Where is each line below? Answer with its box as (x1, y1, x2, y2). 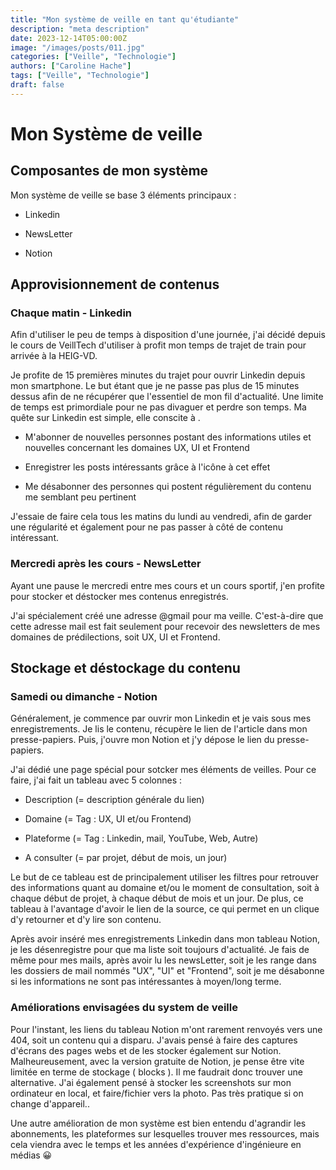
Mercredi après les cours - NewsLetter (10, 557, 202, 571)
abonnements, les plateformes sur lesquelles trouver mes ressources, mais (10, 1127, 320, 1140)
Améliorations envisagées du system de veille (10, 1001, 238, 1015)
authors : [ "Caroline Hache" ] (10, 61, 132, 71)
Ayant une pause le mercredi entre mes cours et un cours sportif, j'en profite (10, 579, 325, 591)
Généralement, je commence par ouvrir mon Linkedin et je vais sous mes (10, 712, 312, 725)
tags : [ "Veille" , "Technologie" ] (10, 71, 150, 81)
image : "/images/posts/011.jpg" (10, 42, 145, 53)
